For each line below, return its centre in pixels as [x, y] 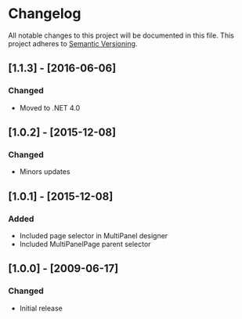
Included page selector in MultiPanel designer [94, 236]
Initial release [41, 308]
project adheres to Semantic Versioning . [73, 43]
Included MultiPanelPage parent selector [85, 244]
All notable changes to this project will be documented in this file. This [121, 35]
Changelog [45, 14]
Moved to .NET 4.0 [50, 107]
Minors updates [45, 172]
